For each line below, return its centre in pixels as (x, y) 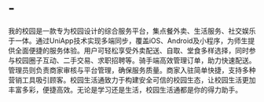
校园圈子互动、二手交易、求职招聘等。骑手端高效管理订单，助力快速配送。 (135, 60)
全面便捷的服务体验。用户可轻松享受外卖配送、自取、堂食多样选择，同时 (132, 50)
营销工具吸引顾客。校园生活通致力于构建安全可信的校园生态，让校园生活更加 (132, 80)
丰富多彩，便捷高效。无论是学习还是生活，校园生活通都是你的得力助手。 (125, 89)
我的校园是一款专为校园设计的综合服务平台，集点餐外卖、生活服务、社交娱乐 (132, 31)
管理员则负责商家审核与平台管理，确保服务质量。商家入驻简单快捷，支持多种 (132, 70)
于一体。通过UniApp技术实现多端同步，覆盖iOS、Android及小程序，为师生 (128, 40)
